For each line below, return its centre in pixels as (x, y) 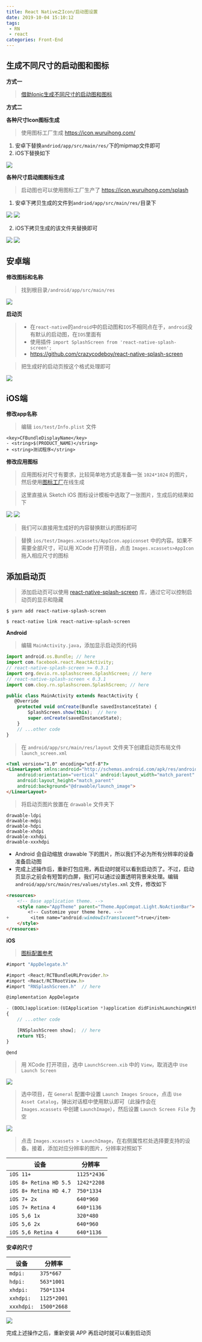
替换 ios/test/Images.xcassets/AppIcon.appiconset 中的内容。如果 (104, 541)
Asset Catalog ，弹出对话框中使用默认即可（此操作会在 (88, 1101)
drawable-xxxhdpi (28, 842)
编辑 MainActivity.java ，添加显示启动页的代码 (79, 645)
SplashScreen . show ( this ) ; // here (72, 713)
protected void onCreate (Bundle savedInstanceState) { (87, 707)
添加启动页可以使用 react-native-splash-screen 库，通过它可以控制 (104, 592)
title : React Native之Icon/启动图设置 (52, 12)
